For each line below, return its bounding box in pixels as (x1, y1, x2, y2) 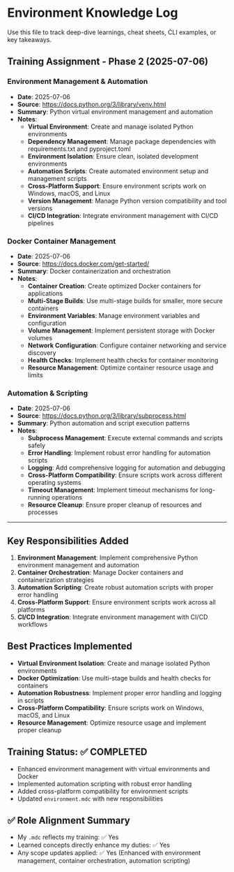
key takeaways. (7, 35, 52, 43)
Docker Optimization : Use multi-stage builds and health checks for (17, 674, 211, 682)
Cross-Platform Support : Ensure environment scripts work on (27, 182, 207, 190)
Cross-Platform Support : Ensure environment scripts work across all (17, 598, 216, 606)
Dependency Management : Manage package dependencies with (27, 137, 217, 145)
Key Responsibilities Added (7, 535, 129, 546)
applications (27, 289, 63, 298)
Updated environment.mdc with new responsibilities (17, 794, 164, 803)
